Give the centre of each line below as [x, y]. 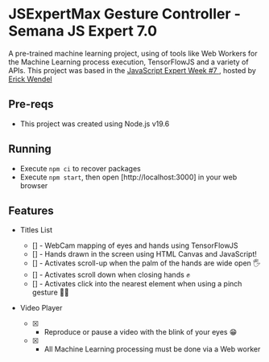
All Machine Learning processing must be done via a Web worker [152, 349]
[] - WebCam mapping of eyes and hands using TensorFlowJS [135, 245]
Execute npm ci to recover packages [80, 168]
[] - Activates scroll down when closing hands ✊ [111, 275]
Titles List [36, 230]
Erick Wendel [30, 79]
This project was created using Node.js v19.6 [95, 123]
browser [34, 185]
